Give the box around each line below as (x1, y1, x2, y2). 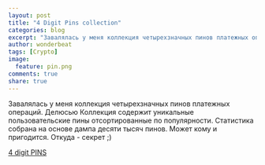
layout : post (8, 11, 51, 20)
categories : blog (8, 26, 65, 34)
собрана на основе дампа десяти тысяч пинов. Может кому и (8, 123, 218, 134)
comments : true (8, 70, 58, 78)
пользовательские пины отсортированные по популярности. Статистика (8, 115, 254, 125)
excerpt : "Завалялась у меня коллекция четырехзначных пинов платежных (8, 33, 248, 42)
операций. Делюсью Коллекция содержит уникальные (8, 107, 195, 116)
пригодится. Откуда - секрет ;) (8, 132, 112, 141)
